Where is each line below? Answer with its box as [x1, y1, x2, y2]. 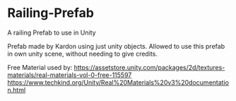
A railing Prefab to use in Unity [7, 28, 97, 37]
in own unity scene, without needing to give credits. [7, 49, 158, 58]
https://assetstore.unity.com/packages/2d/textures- [73, 63, 225, 71]
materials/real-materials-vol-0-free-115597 [7, 71, 132, 79]
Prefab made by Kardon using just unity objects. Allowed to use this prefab [7, 42, 225, 50]
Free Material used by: [7, 63, 73, 71]
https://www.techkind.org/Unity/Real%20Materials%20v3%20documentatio [7, 78, 230, 86]
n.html [7, 85, 26, 94]
